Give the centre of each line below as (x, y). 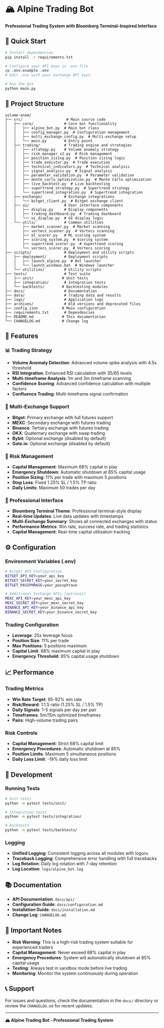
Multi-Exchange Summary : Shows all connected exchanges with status (84, 522)
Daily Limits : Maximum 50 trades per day (54, 487)
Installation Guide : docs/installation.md (53, 910)
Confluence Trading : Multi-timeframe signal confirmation (70, 394)
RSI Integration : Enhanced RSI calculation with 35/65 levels (72, 373)
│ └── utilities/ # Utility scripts (53, 270)
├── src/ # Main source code (55, 119)
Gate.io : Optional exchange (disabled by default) (61, 443)
